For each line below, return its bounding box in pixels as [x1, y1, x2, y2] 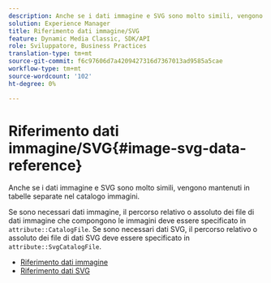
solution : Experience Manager [8, 19, 111, 28]
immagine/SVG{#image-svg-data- [8, 139, 247, 157]
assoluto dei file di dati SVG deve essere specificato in [8, 233, 191, 243]
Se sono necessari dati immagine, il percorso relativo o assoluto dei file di [8, 208, 255, 217]
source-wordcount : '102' [8, 72, 92, 80]
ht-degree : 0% [8, 79, 57, 88]
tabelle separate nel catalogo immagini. [8, 191, 140, 201]
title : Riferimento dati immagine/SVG [8, 27, 140, 35]
